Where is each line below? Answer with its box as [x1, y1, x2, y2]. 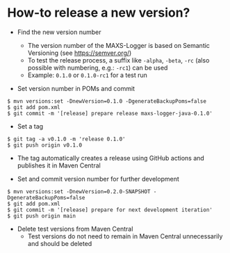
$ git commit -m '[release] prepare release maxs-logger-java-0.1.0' [7, 110, 213, 117]
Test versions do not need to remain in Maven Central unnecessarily [27, 231, 223, 240]
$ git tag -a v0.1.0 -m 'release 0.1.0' [7, 136, 126, 142]
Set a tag [17, 122, 44, 130]
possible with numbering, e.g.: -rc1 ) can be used [27, 63, 168, 72]
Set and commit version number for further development [17, 174, 179, 183]
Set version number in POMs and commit [17, 84, 135, 92]
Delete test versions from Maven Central [17, 225, 133, 233]
